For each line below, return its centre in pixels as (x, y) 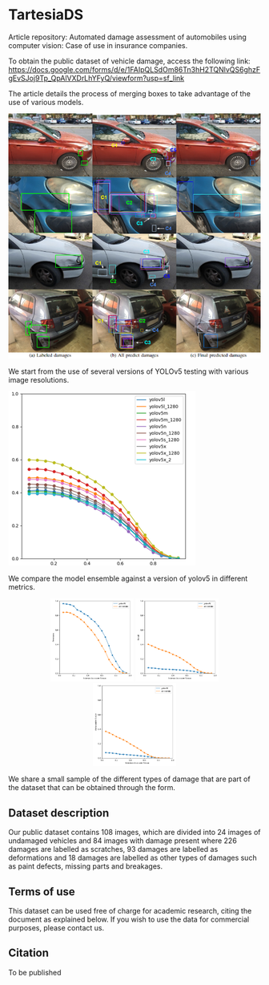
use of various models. (46, 102)
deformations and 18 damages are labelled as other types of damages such (133, 858)
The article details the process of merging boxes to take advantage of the (129, 93)
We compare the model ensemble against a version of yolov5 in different (128, 578)
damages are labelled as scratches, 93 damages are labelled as (113, 849)
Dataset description (59, 813)
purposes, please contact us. (56, 928)
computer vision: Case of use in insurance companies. (98, 45)
